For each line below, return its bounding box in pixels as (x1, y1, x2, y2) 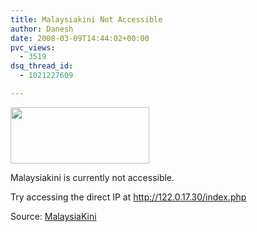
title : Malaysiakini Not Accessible (10, 14, 163, 25)
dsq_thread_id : (10, 61, 74, 71)
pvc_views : (10, 42, 56, 53)
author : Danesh (10, 24, 74, 34)
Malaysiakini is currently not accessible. (10, 171, 175, 183)
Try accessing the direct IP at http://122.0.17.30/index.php (10, 191, 247, 203)
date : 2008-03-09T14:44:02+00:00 (10, 33, 150, 43)
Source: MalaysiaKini (10, 210, 97, 222)
